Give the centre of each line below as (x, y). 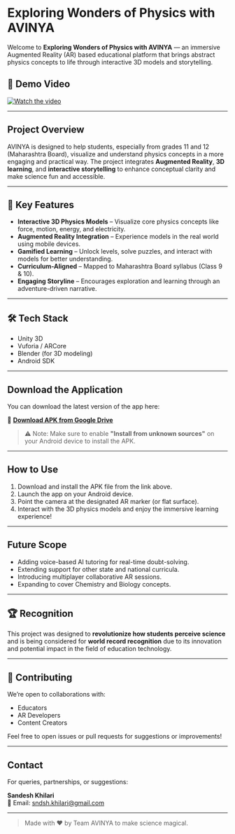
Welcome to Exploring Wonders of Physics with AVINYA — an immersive (114, 47)
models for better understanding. (65, 259)
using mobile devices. (49, 244)
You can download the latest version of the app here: (84, 406)
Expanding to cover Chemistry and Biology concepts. (94, 584)
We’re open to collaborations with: (57, 695)
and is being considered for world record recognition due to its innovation (115, 641)
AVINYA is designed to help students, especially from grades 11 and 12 (108, 146)
